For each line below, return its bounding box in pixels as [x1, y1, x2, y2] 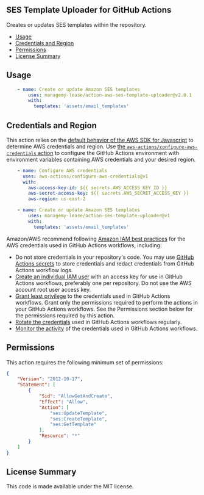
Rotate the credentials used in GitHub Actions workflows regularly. [15, 318, 182, 325]
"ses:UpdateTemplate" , [49, 410, 108, 416]
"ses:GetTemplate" [49, 421, 97, 428]
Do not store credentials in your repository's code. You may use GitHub [15, 253, 194, 261]
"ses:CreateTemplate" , [49, 416, 108, 422]
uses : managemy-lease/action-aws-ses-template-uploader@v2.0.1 [28, 92, 192, 98]
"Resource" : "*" [38, 433, 80, 439]
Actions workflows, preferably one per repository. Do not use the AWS [15, 279, 192, 286]
